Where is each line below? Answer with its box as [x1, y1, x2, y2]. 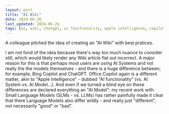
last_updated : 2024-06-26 [5, 21, 59, 27]
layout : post [5, 7, 33, 13]
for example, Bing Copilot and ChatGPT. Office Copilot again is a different [5, 71, 157, 77]
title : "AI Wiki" [5, 12, 42, 17]
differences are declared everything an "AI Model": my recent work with [5, 87, 154, 93]
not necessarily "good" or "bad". [5, 103, 73, 109]
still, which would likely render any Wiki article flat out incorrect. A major [5, 55, 155, 61]
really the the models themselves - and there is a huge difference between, [5, 66, 161, 72]
